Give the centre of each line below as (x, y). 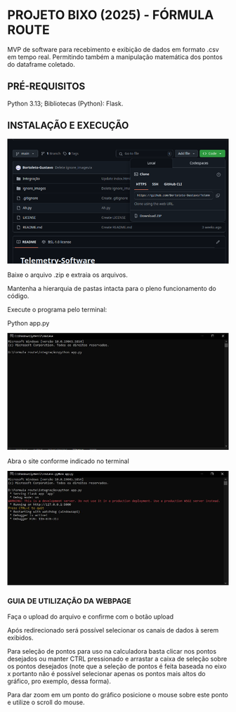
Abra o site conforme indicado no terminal (68, 461)
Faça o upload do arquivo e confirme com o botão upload (91, 616)
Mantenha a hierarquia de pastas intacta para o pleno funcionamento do (112, 289)
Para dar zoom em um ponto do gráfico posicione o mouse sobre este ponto (118, 694)
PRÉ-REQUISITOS (46, 87)
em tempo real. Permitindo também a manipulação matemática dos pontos (115, 57)
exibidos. (20, 637)
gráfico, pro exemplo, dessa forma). (59, 681)
